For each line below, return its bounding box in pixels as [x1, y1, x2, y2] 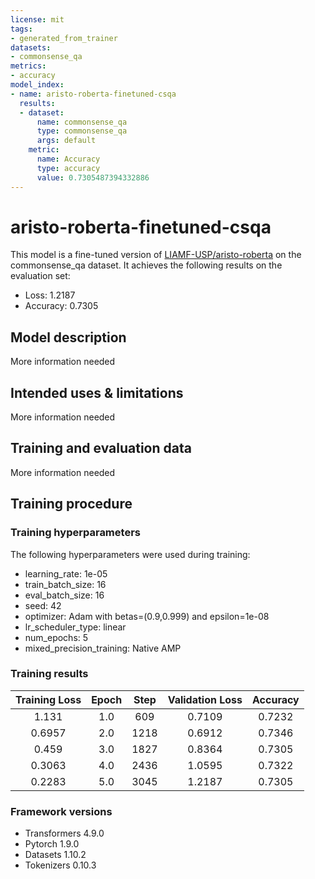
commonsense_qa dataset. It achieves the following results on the [10, 259, 283, 271]
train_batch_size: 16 [24, 578, 107, 590]
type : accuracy [36, 163, 101, 173]
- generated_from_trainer [10, 33, 118, 43]
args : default [36, 136, 97, 146]
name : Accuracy [36, 154, 101, 164]
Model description [10, 329, 127, 346]
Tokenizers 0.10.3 [24, 859, 97, 871]
